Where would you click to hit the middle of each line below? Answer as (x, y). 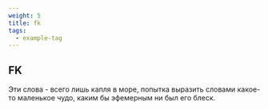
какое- (249, 89)
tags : (17, 30)
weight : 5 (25, 16)
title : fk (25, 23)
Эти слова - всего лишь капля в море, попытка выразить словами (122, 89)
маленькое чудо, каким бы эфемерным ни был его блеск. (116, 98)
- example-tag (39, 38)
